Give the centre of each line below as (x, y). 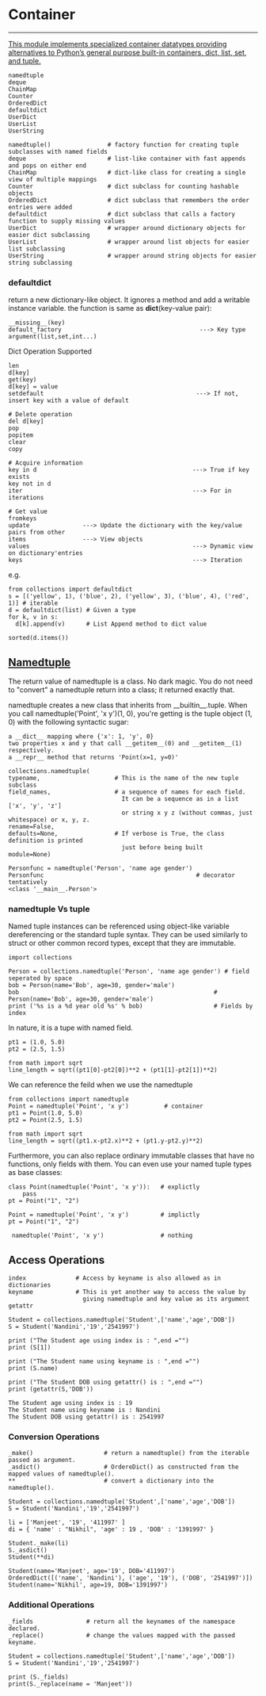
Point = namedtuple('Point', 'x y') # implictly (104, 1215)
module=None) (30, 855)
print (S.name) (33, 1369)
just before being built (162, 848)
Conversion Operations (54, 1437)
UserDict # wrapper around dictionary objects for (127, 228)
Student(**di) (32, 1557)
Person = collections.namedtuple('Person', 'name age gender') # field (129, 972)
